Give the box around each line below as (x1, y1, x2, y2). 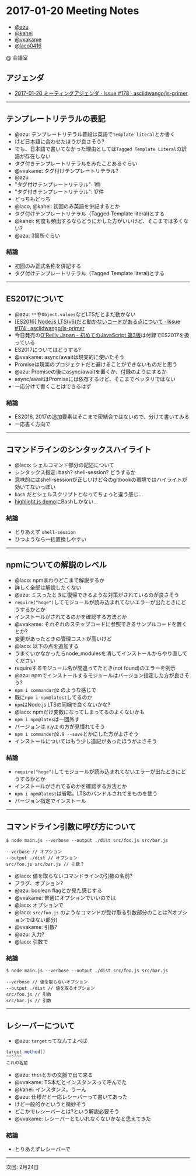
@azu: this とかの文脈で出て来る (14, 1071, 93, 1078)
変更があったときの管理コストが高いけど (14, 635, 112, 642)
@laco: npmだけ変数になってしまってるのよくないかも (14, 708, 145, 715)
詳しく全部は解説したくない (14, 584, 82, 591)
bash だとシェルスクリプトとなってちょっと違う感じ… (14, 491, 143, 498)
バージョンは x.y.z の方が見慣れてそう (14, 723, 106, 730)
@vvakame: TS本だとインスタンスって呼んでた (14, 1078, 127, 1085)
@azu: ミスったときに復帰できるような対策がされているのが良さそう (14, 591, 180, 598)
